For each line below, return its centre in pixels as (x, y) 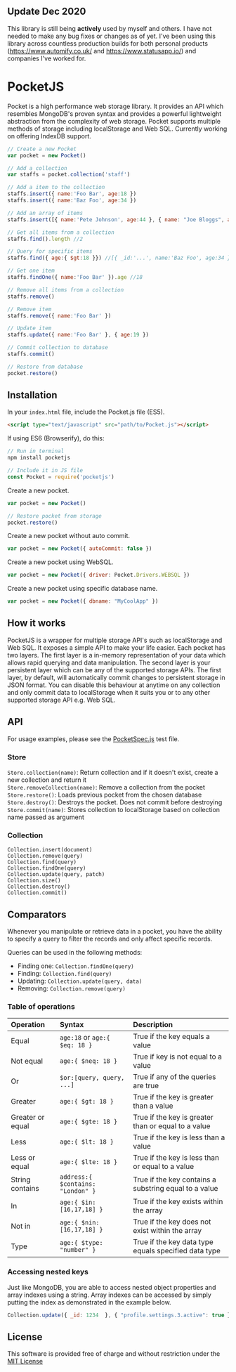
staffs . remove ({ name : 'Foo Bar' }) (59, 315)
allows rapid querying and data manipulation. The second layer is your (109, 662)
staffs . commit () (31, 354)
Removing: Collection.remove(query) (72, 988)
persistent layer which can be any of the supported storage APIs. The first (114, 669)
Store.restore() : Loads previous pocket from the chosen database (105, 795)
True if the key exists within (178, 1202)
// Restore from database (45, 367)
